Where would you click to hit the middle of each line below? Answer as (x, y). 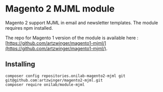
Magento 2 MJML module (60, 9)
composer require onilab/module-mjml (45, 84)
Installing (20, 64)
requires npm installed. (29, 28)
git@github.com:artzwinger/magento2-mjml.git (54, 80)
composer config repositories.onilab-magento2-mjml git (65, 76)
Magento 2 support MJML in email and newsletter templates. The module (82, 23)
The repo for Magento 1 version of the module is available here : (72, 38)
